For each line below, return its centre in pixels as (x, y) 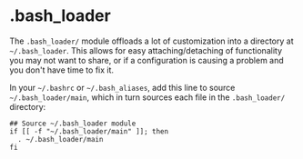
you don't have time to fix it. (62, 70)
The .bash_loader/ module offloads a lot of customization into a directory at (151, 41)
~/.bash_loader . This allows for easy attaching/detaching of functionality (146, 50)
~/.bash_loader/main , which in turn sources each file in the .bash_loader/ (147, 97)
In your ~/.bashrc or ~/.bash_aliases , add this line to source (122, 87)
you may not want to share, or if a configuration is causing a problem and (146, 60)
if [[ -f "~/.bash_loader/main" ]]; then (89, 131)
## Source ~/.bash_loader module (73, 124)
